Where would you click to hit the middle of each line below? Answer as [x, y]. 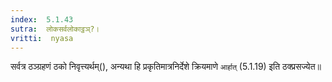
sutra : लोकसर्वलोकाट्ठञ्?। [55, 29]
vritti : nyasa [42, 38]
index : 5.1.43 [42, 19]
